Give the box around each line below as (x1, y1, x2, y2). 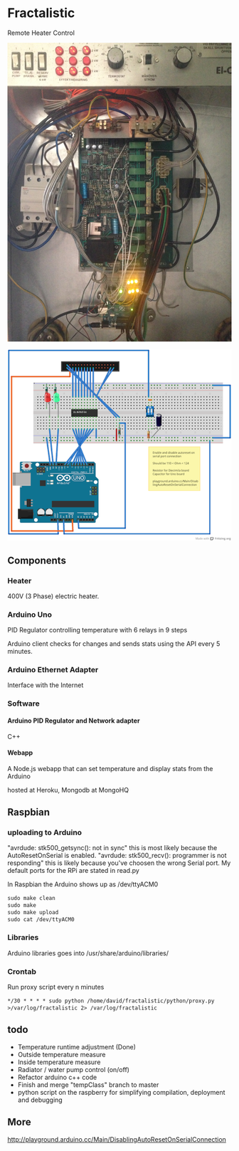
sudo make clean (7, 895, 55, 902)
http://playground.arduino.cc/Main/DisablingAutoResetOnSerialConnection (7, 1135, 226, 1143)
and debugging (17, 1096, 63, 1104)
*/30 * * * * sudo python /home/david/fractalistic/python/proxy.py (7, 997, 215, 1004)
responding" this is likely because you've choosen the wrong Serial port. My (7, 859, 231, 867)
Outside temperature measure (17, 1050, 106, 1059)
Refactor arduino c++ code (17, 1073, 97, 1081)
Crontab (7, 966, 37, 976)
